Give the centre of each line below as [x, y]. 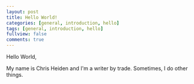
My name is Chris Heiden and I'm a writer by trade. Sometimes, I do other [97, 68]
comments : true [25, 40]
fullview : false [26, 34]
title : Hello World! [32, 17]
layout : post [23, 12]
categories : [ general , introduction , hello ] [63, 23]
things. [15, 75]
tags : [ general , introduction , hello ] [55, 28]
